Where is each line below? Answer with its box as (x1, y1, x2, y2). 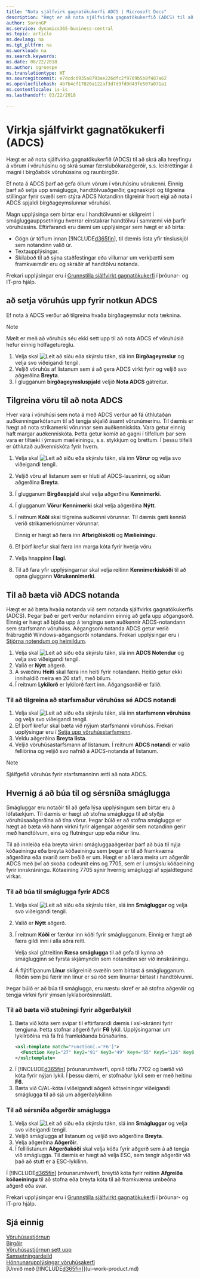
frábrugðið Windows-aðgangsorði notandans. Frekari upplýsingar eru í (6, 632, 180, 639)
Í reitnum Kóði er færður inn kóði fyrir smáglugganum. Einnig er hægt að (14, 931, 192, 938)
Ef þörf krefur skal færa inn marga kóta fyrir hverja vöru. (14, 543, 153, 550)
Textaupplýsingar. (14, 248, 59, 255)
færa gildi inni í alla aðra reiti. (14, 937, 86, 944)
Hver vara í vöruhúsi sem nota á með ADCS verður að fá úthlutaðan (6, 411, 171, 419)
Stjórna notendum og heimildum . (6, 638, 87, 645)
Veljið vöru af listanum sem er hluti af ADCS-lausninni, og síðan (14, 472, 171, 480)
